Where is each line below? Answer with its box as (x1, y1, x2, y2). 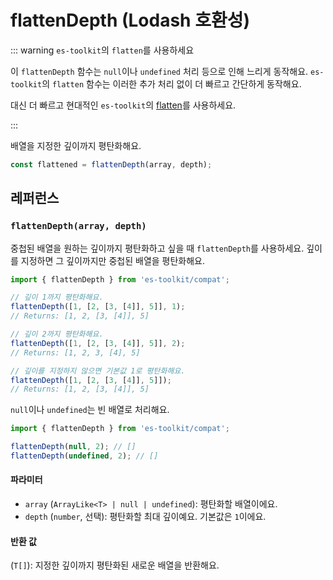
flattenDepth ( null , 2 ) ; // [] (10, 442, 137, 452)
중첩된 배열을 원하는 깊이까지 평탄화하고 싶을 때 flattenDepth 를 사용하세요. (10, 242, 305, 254)
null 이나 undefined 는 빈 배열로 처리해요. (10, 404, 170, 416)
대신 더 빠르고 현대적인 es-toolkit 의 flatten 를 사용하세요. (10, 99, 237, 111)
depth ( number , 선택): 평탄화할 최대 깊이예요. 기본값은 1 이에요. (24, 511, 267, 523)
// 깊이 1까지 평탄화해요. (10, 292, 104, 303)
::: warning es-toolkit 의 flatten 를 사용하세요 (10, 44, 195, 56)
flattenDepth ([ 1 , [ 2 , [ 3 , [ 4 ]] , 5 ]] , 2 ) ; (10, 338, 186, 348)
